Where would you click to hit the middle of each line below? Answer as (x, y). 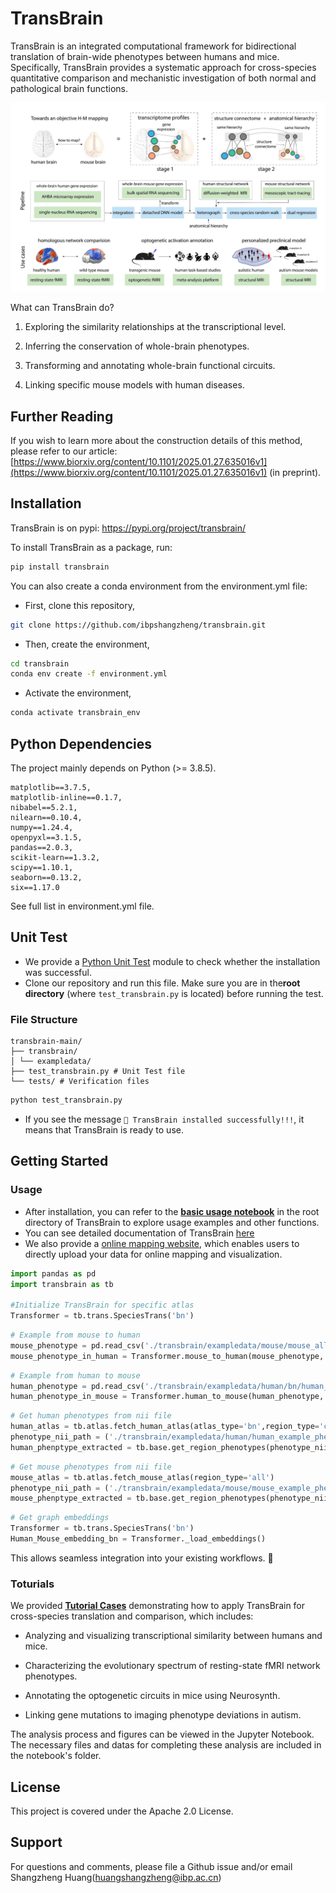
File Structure (44, 1019)
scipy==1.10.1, (42, 867)
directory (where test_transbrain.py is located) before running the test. (174, 993)
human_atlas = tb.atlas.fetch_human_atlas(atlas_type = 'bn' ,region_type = (165, 1427)
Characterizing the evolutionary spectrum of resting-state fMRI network (172, 1666)
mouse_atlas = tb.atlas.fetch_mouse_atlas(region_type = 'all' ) (142, 1477)
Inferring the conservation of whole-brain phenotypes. (137, 346)
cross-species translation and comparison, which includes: (132, 1616)
